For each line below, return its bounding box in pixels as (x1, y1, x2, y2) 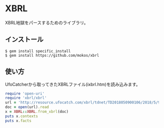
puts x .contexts (5, 113, 38, 119)
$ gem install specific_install (5, 48, 71, 54)
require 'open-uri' (5, 91, 45, 96)
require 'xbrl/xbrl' (5, 96, 47, 101)
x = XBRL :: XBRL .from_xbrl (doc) (5, 109, 69, 114)
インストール (5, 35, 44, 44)
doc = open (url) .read (5, 105, 49, 110)
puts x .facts (5, 118, 32, 123)
